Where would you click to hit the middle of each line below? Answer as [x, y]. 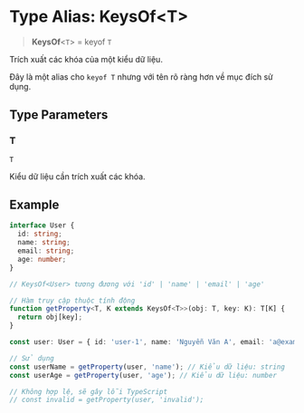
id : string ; [40, 234]
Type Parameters [59, 115]
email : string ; [46, 251]
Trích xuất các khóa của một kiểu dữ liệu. [86, 59]
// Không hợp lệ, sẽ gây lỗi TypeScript [89, 391]
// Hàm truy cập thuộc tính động [72, 301]
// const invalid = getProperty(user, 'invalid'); [107, 400]
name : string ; [44, 243]
